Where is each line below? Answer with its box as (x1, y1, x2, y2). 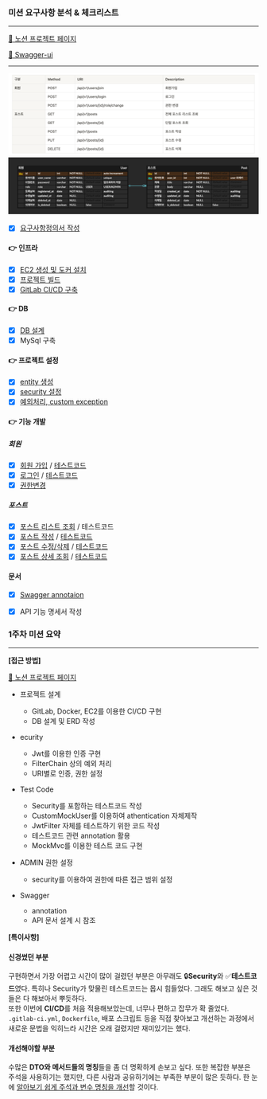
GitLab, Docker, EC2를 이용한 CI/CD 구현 (31, 706, 162, 716)
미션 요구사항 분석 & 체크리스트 (8, 6, 119, 18)
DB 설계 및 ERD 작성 (31, 717, 95, 726)
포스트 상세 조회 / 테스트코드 (19, 552, 108, 561)
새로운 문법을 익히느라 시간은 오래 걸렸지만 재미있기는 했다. (8, 1023, 191, 1033)
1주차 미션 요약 (8, 628, 61, 639)
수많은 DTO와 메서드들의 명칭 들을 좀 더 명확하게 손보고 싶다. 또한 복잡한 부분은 (8, 1062, 251, 1072)
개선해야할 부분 (8, 1043, 56, 1053)
